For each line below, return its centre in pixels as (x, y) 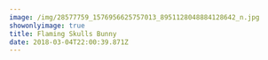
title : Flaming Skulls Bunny (63, 34)
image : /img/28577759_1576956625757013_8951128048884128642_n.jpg (134, 17)
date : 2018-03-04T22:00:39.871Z (69, 42)
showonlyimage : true (47, 26)
